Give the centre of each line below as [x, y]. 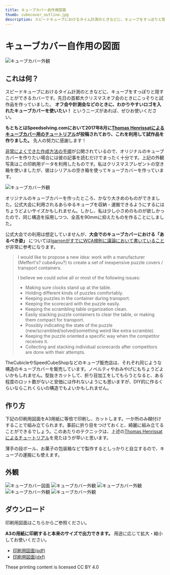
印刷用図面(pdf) [29, 550]
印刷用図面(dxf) [29, 557]
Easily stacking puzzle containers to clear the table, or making [90, 314]
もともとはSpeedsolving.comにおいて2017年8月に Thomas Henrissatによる [85, 128]
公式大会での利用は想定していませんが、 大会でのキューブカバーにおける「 [83, 234]
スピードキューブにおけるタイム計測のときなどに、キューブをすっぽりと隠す [85, 92]
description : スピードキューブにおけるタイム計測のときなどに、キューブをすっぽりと [83, 19]
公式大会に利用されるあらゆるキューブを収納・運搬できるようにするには [89, 205]
